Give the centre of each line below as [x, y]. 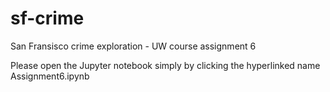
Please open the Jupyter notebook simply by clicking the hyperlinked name [165, 65]
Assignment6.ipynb [50, 76]
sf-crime [47, 18]
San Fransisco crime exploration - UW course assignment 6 [133, 46]
